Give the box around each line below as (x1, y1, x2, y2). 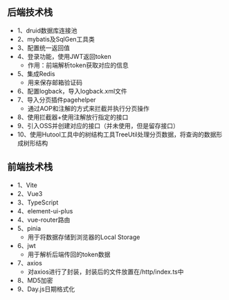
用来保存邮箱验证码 (27, 78, 83, 87)
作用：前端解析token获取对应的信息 (27, 61, 129, 69)
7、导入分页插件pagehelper (17, 96, 96, 104)
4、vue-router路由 (17, 215, 71, 224)
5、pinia (17, 224, 42, 232)
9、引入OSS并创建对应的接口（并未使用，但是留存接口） (17, 121, 180, 130)
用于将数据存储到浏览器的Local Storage (27, 233, 140, 241)
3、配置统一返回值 (17, 44, 71, 52)
